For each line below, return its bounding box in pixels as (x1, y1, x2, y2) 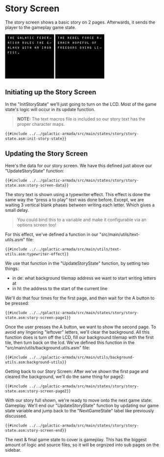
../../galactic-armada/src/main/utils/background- (29, 355, 135, 360)
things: (5, 265, 19, 271)
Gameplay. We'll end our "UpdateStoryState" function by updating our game (5, 402, 159, 408)
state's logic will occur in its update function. (5, 106, 95, 112)
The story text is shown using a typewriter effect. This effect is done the (5, 191, 151, 197)
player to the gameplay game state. (5, 24, 76, 30)
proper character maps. (17, 121, 65, 127)
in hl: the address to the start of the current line (12, 286, 108, 291)
